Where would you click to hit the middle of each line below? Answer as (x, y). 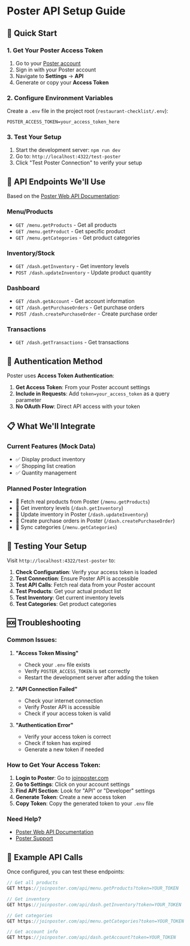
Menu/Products (30, 212)
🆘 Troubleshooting (44, 623)
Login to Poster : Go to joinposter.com (62, 778)
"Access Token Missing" (47, 653)
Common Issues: (32, 640)
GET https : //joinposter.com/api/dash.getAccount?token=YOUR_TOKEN (91, 938)
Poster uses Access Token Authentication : (61, 376)
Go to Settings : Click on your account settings (73, 785)
